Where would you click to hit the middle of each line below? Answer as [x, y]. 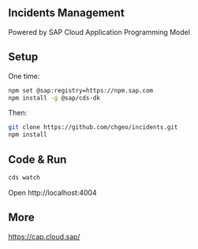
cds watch [24, 177]
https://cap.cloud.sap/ [44, 236]
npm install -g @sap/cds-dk [54, 98]
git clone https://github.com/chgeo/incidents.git [93, 127]
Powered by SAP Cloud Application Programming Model [99, 32]
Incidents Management [66, 13]
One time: [24, 76]
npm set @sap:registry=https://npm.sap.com [81, 90]
